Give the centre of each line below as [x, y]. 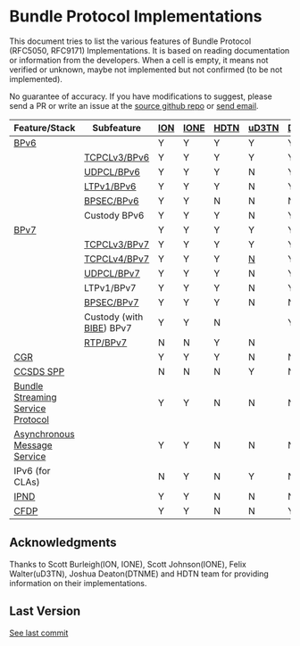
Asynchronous [44, 434]
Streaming [35, 397]
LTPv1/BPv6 [110, 186]
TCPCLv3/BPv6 [117, 157]
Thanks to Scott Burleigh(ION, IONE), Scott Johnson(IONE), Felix [128, 564]
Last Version [45, 612]
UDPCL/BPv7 [112, 273]
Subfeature [117, 128]
